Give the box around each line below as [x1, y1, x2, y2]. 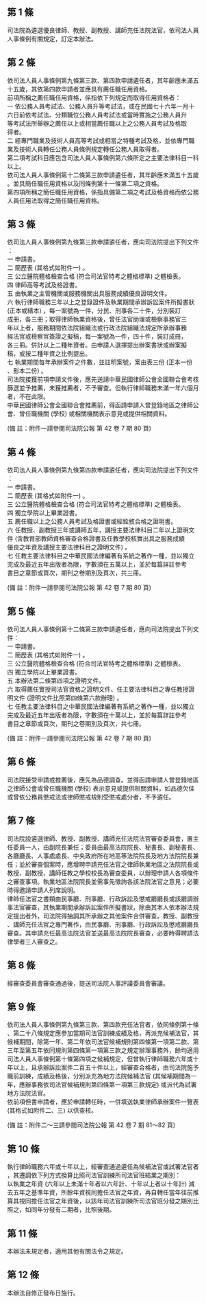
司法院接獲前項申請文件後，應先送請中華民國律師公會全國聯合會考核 [7, 375, 199, 383]
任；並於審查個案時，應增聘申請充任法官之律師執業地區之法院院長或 [7, 860, 199, 868]
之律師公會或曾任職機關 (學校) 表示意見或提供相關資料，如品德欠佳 [7, 784, 195, 792]
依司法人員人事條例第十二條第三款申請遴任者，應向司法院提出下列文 [7, 625, 199, 633]
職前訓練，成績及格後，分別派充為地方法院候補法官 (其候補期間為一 [7, 1072, 197, 1080]
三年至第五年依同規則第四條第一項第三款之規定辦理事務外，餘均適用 [7, 1046, 199, 1054]
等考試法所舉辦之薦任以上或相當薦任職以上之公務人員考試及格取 [7, 119, 187, 127]
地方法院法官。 [7, 1089, 49, 1098]
